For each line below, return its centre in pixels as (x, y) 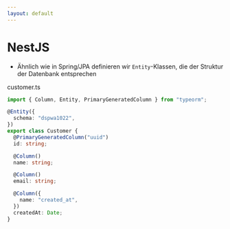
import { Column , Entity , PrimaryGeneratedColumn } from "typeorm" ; (107, 99)
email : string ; (35, 181)
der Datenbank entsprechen (57, 73)
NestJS (28, 47)
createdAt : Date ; (38, 213)
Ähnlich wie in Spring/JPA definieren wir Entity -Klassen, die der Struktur (120, 67)
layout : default (30, 13)
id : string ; (31, 144)
